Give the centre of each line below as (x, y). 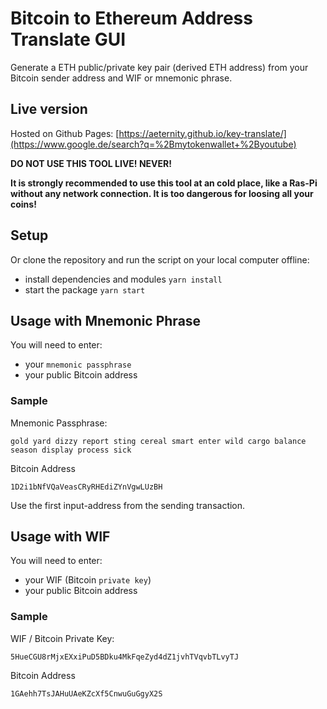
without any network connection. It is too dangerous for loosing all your (162, 193)
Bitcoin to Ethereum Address (131, 18)
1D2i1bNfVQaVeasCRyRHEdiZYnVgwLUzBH (86, 487)
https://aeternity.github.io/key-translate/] (202, 133)
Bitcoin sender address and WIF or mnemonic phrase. (121, 78)
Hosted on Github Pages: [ (65, 133)
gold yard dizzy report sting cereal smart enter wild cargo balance (158, 441)
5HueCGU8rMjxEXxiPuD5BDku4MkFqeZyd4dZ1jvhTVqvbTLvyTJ (125, 657)
